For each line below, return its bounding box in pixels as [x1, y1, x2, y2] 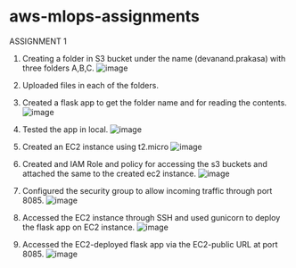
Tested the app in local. [21, 123, 109, 135]
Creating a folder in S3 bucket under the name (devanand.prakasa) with [21, 53, 286, 63]
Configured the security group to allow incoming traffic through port [21, 185, 273, 196]
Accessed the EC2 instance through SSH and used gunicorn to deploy [21, 212, 281, 222]
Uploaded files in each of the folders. [21, 80, 159, 90]
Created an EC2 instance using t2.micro [21, 141, 169, 152]
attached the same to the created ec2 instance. [21, 168, 196, 179]
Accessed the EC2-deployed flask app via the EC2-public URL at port [21, 239, 278, 249]
